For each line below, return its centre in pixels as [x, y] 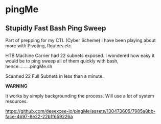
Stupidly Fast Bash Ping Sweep [56, 28]
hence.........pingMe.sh [29, 66]
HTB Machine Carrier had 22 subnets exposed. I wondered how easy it [80, 55]
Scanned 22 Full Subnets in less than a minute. [54, 76]
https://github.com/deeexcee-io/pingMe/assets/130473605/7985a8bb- [80, 111]
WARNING [16, 86]
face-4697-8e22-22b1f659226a [39, 116]
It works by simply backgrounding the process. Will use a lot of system [80, 96]
